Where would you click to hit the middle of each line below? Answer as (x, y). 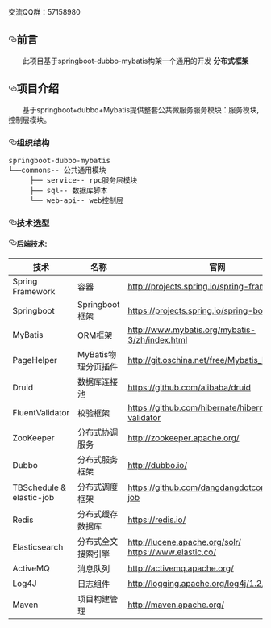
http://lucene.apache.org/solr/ (185, 542)
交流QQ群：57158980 (44, 12)
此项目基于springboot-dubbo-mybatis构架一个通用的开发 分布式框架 (135, 61)
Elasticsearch (38, 547)
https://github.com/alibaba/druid (190, 388)
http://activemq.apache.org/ (181, 568)
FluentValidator (41, 413)
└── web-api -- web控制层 (76, 200)
